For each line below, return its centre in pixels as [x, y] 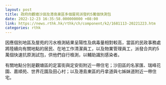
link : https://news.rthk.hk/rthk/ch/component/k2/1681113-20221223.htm [80, 23]
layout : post [19, 10]
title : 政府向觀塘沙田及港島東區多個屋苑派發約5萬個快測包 [58, 14]
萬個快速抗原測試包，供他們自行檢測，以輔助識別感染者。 [63, 55]
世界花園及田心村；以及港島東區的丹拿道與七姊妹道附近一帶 [91, 71]
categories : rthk [23, 28]
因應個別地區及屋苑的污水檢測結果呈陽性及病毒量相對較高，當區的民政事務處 [83, 43]
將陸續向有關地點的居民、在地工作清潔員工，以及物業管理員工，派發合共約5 [82, 49]
